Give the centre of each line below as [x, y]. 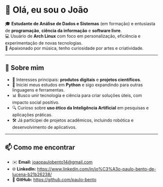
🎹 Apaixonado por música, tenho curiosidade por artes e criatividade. [74, 48]
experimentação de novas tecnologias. [44, 43]
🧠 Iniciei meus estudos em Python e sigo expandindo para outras [77, 85]
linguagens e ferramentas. [38, 90]
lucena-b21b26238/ [32, 174]
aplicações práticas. [32, 115]
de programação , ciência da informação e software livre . [64, 31]
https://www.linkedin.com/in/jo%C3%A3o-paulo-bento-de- [97, 169]
